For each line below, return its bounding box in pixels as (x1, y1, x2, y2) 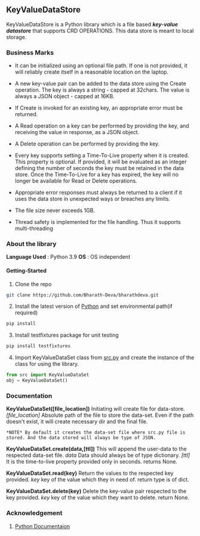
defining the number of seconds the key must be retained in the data (14, 165, 184, 172)
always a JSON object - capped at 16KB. (14, 93, 115, 100)
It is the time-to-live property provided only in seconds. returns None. (6, 458, 178, 465)
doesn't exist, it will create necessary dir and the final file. (6, 418, 148, 425)
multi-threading (14, 225, 54, 232)
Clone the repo (14, 280, 52, 287)
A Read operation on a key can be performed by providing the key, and (14, 122, 189, 129)
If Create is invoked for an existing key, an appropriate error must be (14, 104, 183, 111)
